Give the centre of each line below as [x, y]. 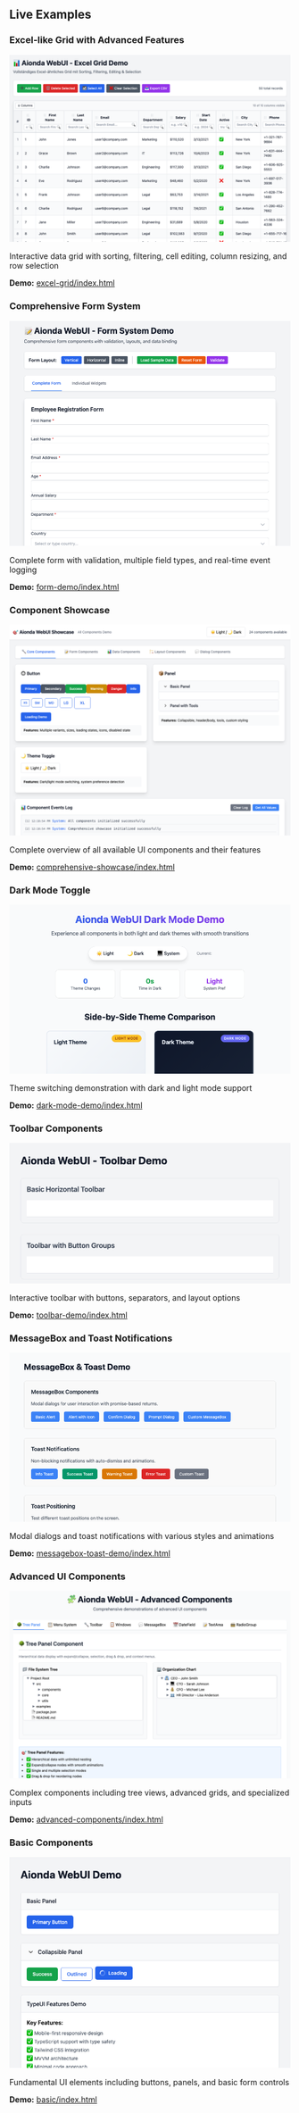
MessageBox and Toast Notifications [91, 1338]
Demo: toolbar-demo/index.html [68, 1315]
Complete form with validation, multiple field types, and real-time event [140, 560]
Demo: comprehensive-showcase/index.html [92, 867]
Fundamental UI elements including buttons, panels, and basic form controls [149, 2083]
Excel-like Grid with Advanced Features [97, 40]
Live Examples [50, 15]
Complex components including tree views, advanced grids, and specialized [149, 1793]
